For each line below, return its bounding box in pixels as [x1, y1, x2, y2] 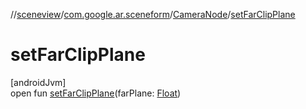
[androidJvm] [10, 76, 67, 88]
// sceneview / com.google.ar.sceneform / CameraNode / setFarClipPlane [10, 9, 296, 20]
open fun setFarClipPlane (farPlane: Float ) [10, 87, 182, 99]
